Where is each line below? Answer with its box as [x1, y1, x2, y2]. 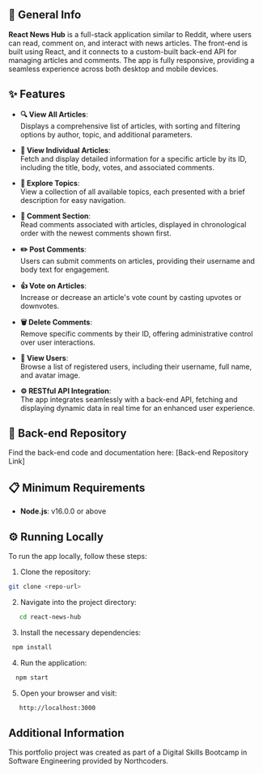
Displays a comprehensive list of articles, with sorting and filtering [19, 121, 241, 130]
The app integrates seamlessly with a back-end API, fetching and [19, 394, 238, 404]
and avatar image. [19, 370, 81, 380]
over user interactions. [19, 337, 95, 347]
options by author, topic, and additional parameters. [19, 129, 193, 139]
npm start [15, 673, 49, 682]
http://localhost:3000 [19, 704, 95, 712]
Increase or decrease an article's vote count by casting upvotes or [19, 292, 242, 302]
